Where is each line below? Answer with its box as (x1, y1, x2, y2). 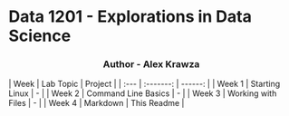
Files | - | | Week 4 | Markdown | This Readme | (8, 98, 185, 109)
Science (8, 25, 72, 46)
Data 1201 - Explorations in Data (8, 6, 253, 27)
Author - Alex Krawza (102, 58, 200, 71)
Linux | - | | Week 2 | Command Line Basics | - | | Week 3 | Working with (8, 88, 277, 99)
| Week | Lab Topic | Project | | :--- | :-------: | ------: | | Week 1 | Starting (8, 79, 281, 90)
